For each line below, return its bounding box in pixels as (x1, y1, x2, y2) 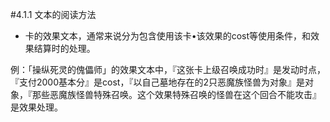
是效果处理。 (10, 101, 63, 113)
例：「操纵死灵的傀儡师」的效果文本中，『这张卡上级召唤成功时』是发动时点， (10, 64, 326, 75)
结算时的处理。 (33, 43, 96, 54)
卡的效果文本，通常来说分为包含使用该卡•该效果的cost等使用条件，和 (24, 30, 312, 42)
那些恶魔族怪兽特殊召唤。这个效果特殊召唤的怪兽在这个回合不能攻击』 (31, 89, 322, 100)
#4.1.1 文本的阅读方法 (10, 9, 97, 20)
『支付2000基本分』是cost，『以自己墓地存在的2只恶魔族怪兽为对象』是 (10, 76, 305, 88)
